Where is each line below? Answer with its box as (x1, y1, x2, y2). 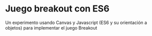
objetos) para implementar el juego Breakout (5, 24, 97, 30)
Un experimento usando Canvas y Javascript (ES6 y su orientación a (5, 19, 147, 25)
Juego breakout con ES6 (5, 3, 109, 14)
